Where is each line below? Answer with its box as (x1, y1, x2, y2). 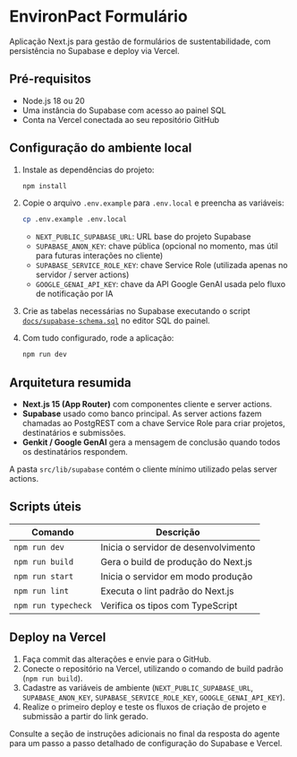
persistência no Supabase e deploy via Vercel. (9, 45, 181, 56)
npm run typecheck (13, 600, 92, 611)
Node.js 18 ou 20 (21, 95, 85, 106)
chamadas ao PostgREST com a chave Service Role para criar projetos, (21, 418, 286, 428)
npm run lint (13, 586, 70, 596)
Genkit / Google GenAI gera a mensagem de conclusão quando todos (21, 437, 281, 448)
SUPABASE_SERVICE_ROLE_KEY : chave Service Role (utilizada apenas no (35, 260, 288, 271)
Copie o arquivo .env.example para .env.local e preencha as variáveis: (21, 197, 284, 208)
